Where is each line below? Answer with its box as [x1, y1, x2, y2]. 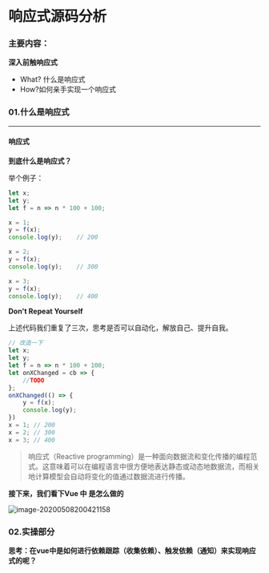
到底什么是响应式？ [8, 155, 72, 165]
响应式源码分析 [8, 7, 107, 26]
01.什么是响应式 [8, 107, 70, 118]
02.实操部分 [8, 526, 55, 537]
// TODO [22, 376, 45, 385]
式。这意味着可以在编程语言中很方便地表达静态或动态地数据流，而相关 [27, 462, 260, 471]
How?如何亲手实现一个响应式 [19, 85, 116, 95]
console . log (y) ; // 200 [8, 233, 98, 241]
